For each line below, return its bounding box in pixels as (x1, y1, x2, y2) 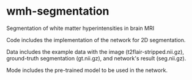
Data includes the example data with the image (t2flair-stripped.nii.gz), (6, 48, 185, 56)
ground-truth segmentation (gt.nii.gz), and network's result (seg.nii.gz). (6, 54, 186, 62)
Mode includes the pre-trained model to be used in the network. (6, 66, 168, 74)
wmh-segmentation (6, 4, 109, 18)
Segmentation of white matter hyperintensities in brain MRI (6, 24, 155, 32)
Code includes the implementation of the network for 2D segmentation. (6, 36, 186, 43)
